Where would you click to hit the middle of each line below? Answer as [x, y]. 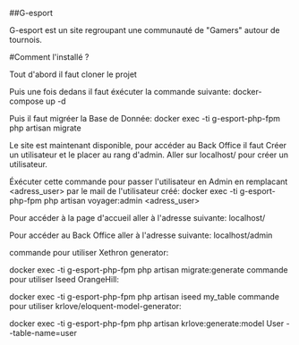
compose [27, 101]
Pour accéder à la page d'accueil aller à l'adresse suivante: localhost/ [137, 218]
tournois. [26, 40]
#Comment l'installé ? [49, 57]
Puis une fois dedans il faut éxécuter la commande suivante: [120, 92]
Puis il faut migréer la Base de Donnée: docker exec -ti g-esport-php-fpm [145, 118]
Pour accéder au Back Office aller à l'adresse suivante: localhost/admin [141, 235]
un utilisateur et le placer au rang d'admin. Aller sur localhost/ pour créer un [149, 155]
